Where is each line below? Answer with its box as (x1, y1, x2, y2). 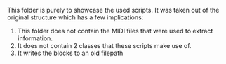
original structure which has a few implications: (7, 13, 144, 22)
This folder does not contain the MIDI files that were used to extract (17, 27, 213, 35)
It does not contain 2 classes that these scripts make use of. (17, 42, 192, 49)
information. (17, 34, 53, 42)
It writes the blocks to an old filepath (17, 49, 124, 57)
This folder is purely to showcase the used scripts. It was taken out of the (7, 6, 220, 14)
